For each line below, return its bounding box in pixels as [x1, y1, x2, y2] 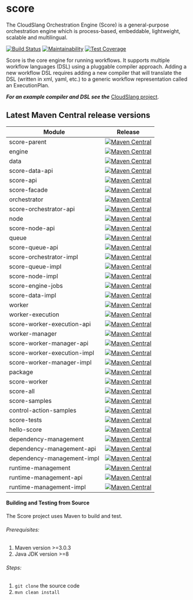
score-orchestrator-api [9, 205, 75, 213]
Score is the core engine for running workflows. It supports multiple [6, 57, 170, 64]
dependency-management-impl [9, 454, 100, 462]
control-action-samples [9, 406, 76, 414]
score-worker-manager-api [9, 339, 89, 347]
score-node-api [9, 224, 55, 232]
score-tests [9, 415, 42, 424]
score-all [9, 387, 35, 395]
